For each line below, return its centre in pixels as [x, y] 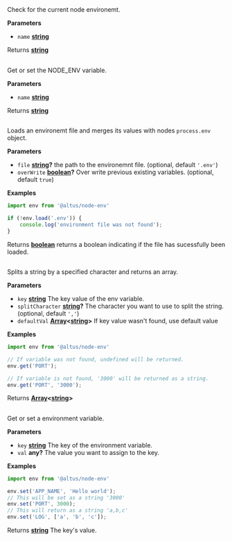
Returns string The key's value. [52, 531]
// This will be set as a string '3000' [66, 498]
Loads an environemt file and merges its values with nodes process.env [109, 130]
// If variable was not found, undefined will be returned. [96, 359]
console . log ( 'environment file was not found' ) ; [91, 225]
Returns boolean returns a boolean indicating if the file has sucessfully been [116, 244]
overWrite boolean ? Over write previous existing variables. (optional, [115, 172]
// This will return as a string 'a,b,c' [68, 510]
